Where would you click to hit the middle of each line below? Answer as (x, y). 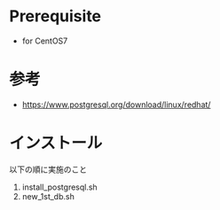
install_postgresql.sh (59, 187)
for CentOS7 (45, 41)
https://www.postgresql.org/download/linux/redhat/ (116, 105)
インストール (56, 143)
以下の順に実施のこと (48, 169)
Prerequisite (55, 16)
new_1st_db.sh (48, 196)
